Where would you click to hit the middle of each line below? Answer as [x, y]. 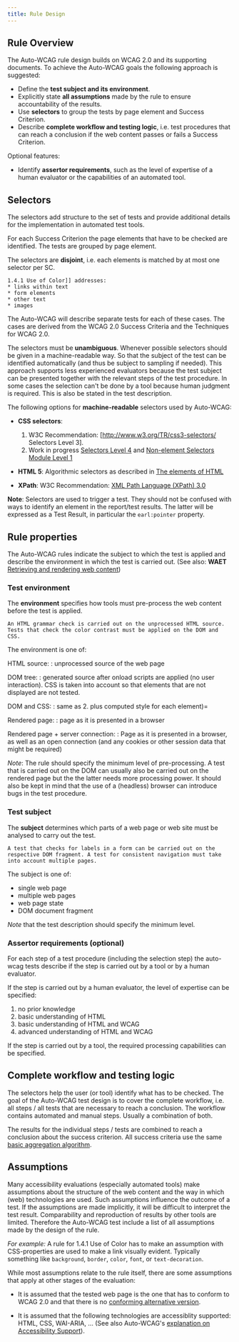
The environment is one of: [47, 650]
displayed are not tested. [44, 693]
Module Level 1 [50, 458]
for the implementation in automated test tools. [76, 225]
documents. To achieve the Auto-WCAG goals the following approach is [113, 68]
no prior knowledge [46, 1008]
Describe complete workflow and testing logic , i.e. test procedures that [124, 127]
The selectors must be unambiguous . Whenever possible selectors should [117, 348]
